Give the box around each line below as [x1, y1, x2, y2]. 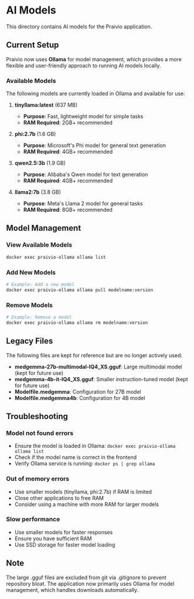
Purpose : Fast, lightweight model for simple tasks [23, 113, 144, 120]
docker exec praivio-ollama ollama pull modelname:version [6, 287, 154, 293]
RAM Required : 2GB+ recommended [23, 119, 113, 127]
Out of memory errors [6, 475, 69, 483]
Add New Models [6, 268, 56, 277]
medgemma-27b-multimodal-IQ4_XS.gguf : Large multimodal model [14, 363, 182, 370]
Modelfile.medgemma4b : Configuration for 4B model [14, 394, 145, 401]
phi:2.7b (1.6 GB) [14, 131, 56, 138]
